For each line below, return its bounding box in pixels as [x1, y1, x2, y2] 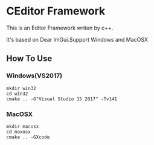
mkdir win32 [6, 85, 36, 91]
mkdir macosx [6, 123, 39, 129]
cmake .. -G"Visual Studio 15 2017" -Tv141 [6, 95, 118, 102]
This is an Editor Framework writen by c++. [6, 24, 114, 31]
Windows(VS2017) [6, 71, 62, 80]
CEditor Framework [6, 4, 106, 18]
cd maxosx [6, 129, 31, 135]
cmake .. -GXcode [6, 134, 50, 140]
